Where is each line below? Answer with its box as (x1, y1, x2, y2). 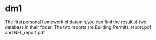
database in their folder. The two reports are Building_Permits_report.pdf (5, 24, 152, 30)
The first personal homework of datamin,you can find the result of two (5, 19, 147, 25)
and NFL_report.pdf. (5, 29, 46, 35)
